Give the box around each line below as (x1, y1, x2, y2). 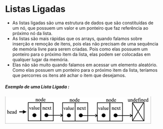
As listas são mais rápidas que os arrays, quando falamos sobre (12, 36, 142, 42)
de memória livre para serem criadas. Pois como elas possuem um (12, 46, 148, 52)
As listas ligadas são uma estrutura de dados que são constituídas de (12, 20, 154, 26)
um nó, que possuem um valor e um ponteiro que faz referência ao (12, 25, 149, 31)
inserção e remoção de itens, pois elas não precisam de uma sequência (12, 41, 159, 46)
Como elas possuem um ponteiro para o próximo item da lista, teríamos (12, 67, 158, 73)
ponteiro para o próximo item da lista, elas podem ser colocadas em (12, 51, 151, 57)
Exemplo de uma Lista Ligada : (5, 84, 70, 89)
